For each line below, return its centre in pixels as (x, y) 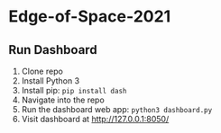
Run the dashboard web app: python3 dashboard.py (117, 109)
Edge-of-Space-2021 (90, 17)
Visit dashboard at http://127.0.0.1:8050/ (95, 119)
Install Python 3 (51, 81)
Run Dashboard (53, 50)
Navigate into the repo (63, 100)
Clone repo (42, 71)
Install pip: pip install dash (74, 90)
